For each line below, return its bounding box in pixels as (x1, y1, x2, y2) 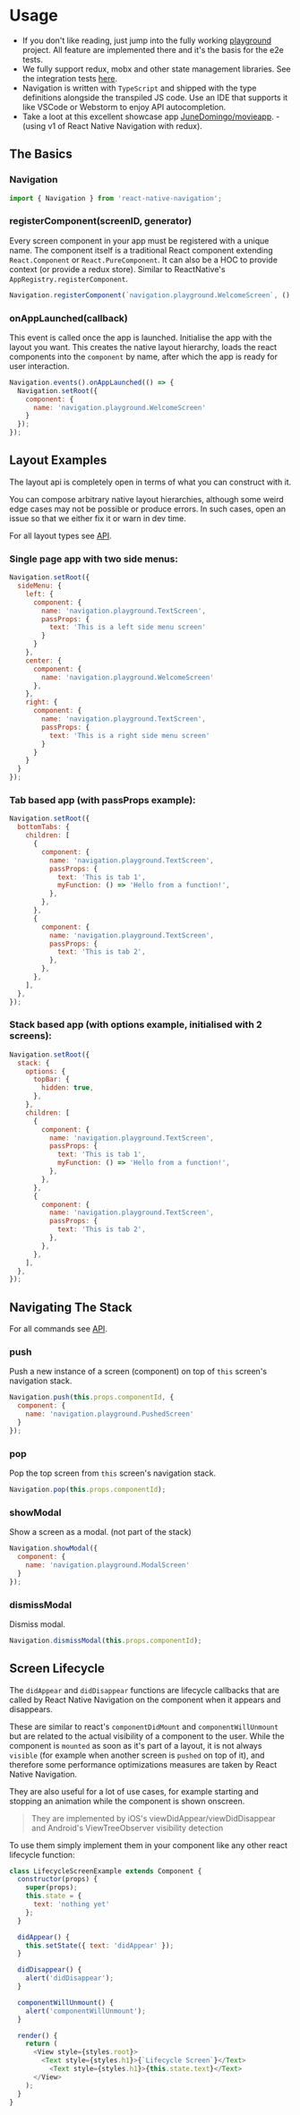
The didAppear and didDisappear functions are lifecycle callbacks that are (9, 1684, 280, 1695)
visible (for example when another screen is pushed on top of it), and (9, 1750, 265, 1760)
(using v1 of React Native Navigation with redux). (21, 120, 203, 131)
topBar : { (32, 1075, 70, 1084)
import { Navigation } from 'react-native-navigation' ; (9, 193, 222, 202)
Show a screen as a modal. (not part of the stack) (9, 1527, 193, 1537)
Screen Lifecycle (9, 1661, 105, 1676)
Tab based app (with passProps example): (9, 794, 196, 806)
